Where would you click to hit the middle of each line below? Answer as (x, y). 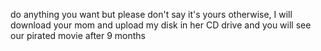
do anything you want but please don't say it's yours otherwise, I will (151, 14)
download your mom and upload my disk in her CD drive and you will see (161, 25)
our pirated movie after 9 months (78, 35)
